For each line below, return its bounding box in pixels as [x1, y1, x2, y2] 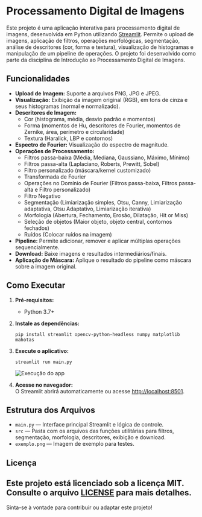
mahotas [14, 337, 34, 343]
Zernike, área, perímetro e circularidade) [24, 128, 125, 135]
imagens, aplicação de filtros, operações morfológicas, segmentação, [6, 37, 180, 44]
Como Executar [6, 281, 66, 291]
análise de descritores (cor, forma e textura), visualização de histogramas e [6, 43, 194, 51]
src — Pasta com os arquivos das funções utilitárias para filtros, [14, 427, 174, 435]
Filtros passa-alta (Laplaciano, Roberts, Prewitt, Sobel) [24, 160, 160, 167]
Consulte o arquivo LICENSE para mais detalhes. [6, 487, 192, 498]
